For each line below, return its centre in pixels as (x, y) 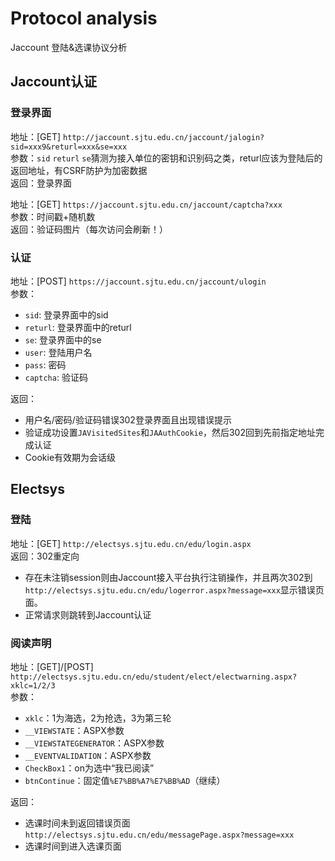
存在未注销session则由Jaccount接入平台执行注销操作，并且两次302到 (168, 577)
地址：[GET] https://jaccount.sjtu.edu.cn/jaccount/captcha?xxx (146, 204)
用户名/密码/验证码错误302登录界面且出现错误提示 (128, 419)
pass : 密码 (45, 364)
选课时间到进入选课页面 (73, 846)
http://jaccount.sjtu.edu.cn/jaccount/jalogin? (164, 137)
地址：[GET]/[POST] (52, 666)
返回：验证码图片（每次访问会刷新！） (89, 229)
